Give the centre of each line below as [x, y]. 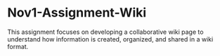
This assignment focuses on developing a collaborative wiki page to [105, 32]
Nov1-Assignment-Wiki [77, 13]
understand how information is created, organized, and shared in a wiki [110, 39]
